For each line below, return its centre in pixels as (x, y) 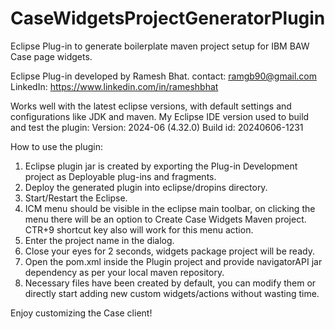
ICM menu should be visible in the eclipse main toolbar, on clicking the (170, 208)
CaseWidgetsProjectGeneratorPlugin (168, 18)
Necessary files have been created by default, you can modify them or (170, 283)
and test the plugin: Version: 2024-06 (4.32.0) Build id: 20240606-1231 (157, 127)
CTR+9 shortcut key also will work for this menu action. (139, 229)
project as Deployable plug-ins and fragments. (120, 176)
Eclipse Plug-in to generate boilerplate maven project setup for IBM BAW (160, 46)
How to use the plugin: (56, 146)
